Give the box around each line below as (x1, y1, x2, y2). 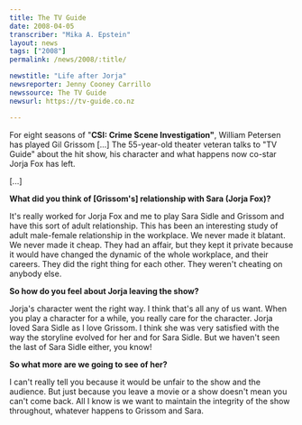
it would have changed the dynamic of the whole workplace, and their (9, 249, 269, 260)
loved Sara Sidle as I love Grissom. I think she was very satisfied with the (9, 322, 279, 333)
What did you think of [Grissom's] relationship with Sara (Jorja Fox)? (9, 193, 271, 204)
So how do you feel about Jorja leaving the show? (9, 285, 200, 296)
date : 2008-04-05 (9, 22, 75, 31)
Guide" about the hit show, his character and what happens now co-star (9, 148, 277, 159)
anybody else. (9, 268, 62, 279)
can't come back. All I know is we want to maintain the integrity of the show (9, 395, 290, 406)
